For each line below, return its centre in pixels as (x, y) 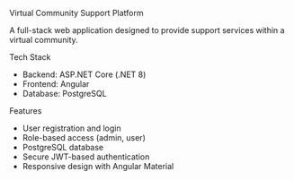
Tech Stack (30, 57)
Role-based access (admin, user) (84, 137)
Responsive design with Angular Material (98, 166)
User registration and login (71, 128)
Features (26, 111)
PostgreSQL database (63, 147)
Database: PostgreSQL (64, 94)
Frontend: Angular (56, 84)
